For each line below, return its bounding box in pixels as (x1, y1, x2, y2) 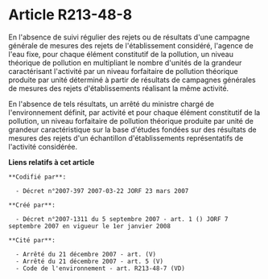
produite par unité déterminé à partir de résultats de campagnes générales (8, 75, 256, 84)
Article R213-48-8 (8, 6, 133, 24)
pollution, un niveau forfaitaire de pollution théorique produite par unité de (8, 116, 254, 125)
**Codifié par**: (8, 173, 67, 181)
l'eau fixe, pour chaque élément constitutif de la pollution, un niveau (8, 49, 233, 59)
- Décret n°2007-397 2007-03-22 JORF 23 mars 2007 (15, 187, 189, 195)
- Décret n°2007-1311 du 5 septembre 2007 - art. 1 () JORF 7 (15, 215, 229, 223)
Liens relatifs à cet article (8, 157, 95, 166)
